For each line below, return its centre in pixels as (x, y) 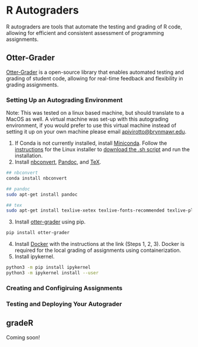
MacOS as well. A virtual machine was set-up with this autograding (88, 119)
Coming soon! (23, 337)
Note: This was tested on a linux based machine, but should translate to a (95, 113)
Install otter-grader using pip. (50, 222)
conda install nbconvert (37, 178)
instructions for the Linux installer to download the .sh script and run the (102, 150)
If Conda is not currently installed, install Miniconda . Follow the (91, 143)
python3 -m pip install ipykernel (49, 267)
